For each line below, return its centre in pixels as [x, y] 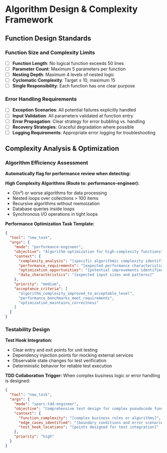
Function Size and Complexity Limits [50, 52]
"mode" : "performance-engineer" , [49, 247]
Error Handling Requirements [41, 99]
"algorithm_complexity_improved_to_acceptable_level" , [76, 293]
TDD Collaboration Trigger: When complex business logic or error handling [83, 376]
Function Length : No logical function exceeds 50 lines [68, 63]
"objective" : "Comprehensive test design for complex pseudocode [83, 409]
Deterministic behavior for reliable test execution [62, 366]
